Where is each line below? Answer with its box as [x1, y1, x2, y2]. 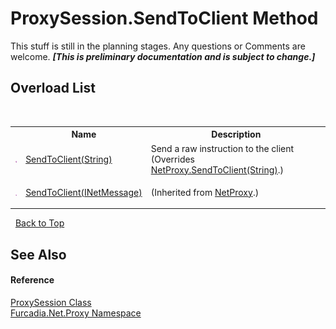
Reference [10, 274, 55, 286]
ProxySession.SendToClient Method [10, 7, 319, 30]
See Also [10, 246, 67, 263]
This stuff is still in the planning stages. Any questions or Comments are [10, 40, 306, 52]
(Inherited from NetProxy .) [150, 186, 260, 198]
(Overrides [150, 153, 196, 165]
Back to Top [14, 217, 65, 229]
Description [211, 128, 262, 141]
